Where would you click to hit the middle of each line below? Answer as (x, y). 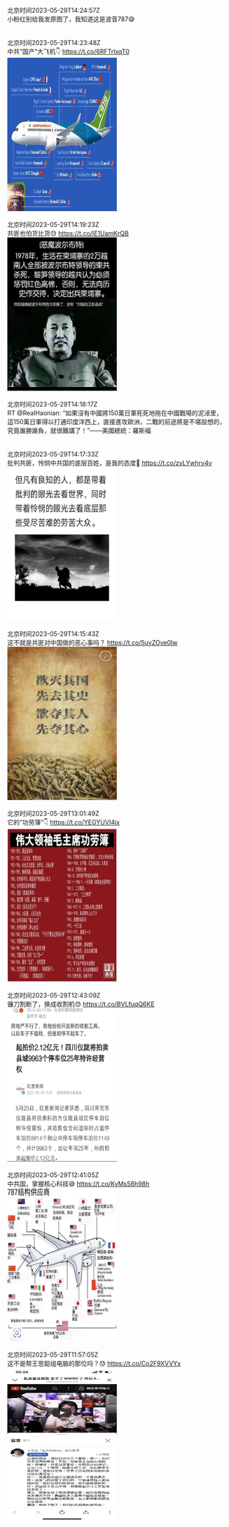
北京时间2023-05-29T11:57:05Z (53, 1355)
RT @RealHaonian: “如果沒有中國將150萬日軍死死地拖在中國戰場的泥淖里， (115, 413)
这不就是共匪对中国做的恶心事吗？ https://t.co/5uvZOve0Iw (92, 643)
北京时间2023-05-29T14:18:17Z (53, 404)
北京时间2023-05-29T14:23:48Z (54, 43)
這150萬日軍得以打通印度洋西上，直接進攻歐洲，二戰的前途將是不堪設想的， (117, 422)
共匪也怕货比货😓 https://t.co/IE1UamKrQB (68, 233)
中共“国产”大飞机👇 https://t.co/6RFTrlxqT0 (68, 52)
